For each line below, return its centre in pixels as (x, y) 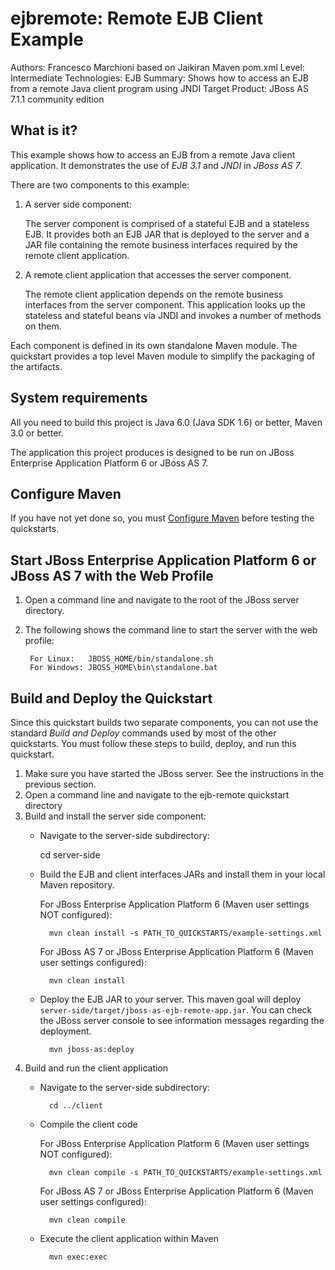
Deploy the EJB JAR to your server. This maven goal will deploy (170, 999)
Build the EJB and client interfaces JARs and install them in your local (182, 874)
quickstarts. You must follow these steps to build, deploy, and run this (153, 743)
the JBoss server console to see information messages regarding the (182, 1020)
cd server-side (70, 855)
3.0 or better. (37, 433)
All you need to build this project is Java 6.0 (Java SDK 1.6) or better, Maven (166, 422)
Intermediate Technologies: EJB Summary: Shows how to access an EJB (159, 78)
